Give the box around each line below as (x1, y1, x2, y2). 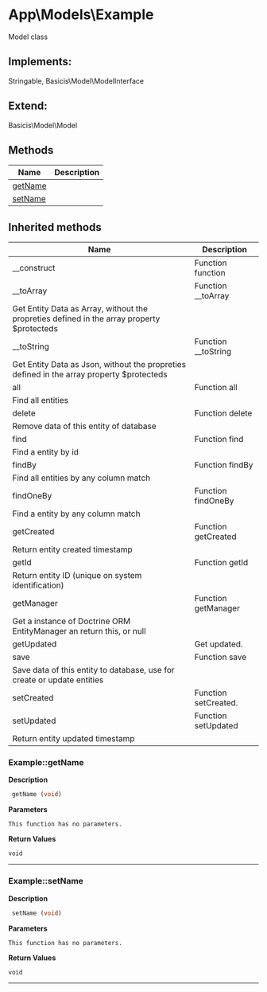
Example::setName (8, 876, 83, 887)
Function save (194, 651, 247, 662)
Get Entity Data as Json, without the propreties (12, 359, 187, 370)
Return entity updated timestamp (12, 733, 135, 744)
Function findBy (194, 459, 253, 471)
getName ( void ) (11, 791, 62, 799)
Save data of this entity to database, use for (12, 665, 175, 676)
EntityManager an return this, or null (12, 626, 146, 637)
